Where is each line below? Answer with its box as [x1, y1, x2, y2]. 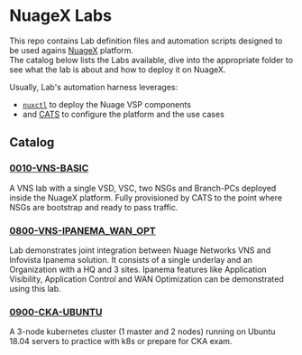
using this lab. [9, 283, 61, 294]
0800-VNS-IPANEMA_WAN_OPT [9, 224, 156, 237]
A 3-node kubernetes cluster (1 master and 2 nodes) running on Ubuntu [9, 326, 276, 337]
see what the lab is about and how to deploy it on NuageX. [9, 64, 226, 75]
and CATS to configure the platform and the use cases [22, 108, 225, 119]
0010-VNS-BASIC [9, 162, 89, 174]
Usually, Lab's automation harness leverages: [9, 81, 178, 92]
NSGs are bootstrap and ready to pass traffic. [9, 201, 178, 212]
